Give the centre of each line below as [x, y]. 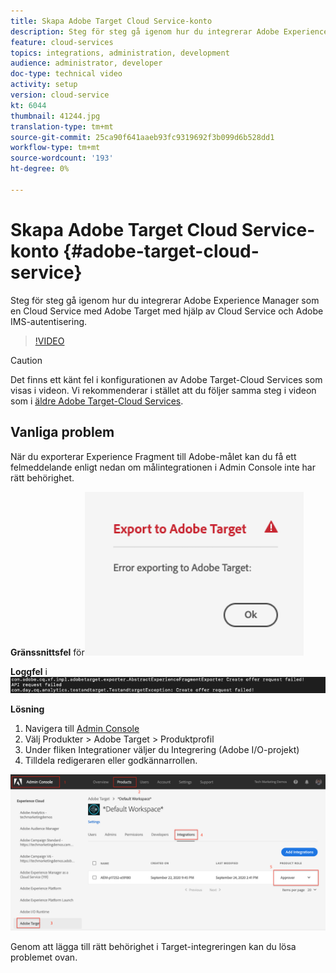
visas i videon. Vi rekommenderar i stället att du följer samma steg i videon [163, 390]
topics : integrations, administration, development [120, 53]
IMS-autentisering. [49, 321]
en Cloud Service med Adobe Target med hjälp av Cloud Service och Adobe [167, 311]
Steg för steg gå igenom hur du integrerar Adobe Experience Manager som [165, 300]
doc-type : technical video [66, 74]
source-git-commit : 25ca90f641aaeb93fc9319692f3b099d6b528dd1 [142, 137]
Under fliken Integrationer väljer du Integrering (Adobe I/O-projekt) [162, 749]
